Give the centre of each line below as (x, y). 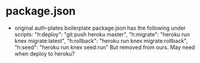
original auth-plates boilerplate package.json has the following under (100, 28)
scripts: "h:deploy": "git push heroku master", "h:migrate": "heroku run (102, 34)
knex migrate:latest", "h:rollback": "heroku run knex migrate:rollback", (101, 41)
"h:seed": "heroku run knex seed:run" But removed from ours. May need (105, 47)
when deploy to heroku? (44, 53)
